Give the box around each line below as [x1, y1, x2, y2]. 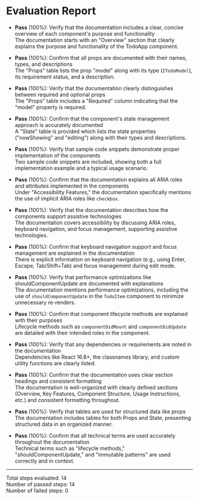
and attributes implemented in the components [14, 182, 129, 189]
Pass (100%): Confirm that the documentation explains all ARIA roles [14, 176, 182, 183]
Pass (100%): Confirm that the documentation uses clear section [14, 371, 174, 378]
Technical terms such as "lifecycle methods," [14, 444, 126, 452]
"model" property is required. [14, 103, 87, 110]
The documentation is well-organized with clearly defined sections [14, 384, 178, 391]
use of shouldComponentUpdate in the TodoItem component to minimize [14, 292, 184, 299]
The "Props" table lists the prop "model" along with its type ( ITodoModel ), [14, 67, 192, 74]
